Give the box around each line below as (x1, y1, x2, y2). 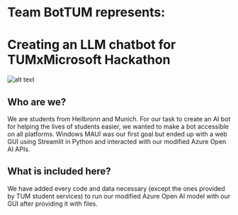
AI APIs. (7, 145, 30, 153)
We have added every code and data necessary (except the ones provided (7, 184, 225, 192)
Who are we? (7, 96, 67, 108)
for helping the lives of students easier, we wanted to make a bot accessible (7, 122, 229, 131)
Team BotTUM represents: (7, 4, 166, 21)
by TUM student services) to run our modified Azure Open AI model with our (7, 192, 231, 200)
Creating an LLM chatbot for (7, 37, 176, 53)
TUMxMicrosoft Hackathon (7, 52, 171, 68)
